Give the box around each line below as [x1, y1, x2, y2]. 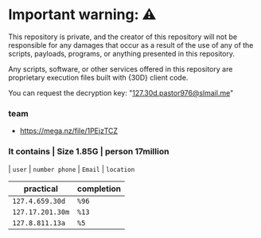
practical [23, 183, 58, 194]
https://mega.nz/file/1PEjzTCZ [19, 126, 118, 136]
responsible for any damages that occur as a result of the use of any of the [8, 40, 254, 49]
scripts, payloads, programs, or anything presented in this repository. [8, 49, 236, 58]
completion [76, 183, 122, 194]
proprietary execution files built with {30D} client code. [8, 72, 189, 82]
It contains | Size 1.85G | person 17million [8, 146, 169, 157]
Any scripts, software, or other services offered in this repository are [8, 64, 233, 73]
